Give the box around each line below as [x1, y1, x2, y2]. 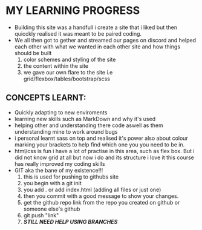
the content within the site [23, 62, 89, 70]
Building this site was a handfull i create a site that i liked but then [14, 24, 178, 31]
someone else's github [23, 205, 80, 212]
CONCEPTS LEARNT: [5, 93, 86, 103]
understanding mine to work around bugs [14, 128, 118, 135]
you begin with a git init [23, 179, 82, 186]
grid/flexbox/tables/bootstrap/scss [23, 75, 110, 82]
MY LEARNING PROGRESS [5, 4, 140, 18]
